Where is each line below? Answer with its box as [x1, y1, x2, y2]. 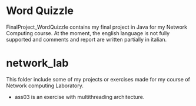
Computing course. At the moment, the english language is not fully [6, 29, 170, 36]
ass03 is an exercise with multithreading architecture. [14, 93, 145, 100]
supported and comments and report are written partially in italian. [6, 36, 167, 43]
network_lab [6, 57, 69, 70]
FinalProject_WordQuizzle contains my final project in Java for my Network [6, 23, 187, 30]
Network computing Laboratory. [6, 82, 84, 89]
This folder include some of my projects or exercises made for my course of [6, 76, 190, 83]
